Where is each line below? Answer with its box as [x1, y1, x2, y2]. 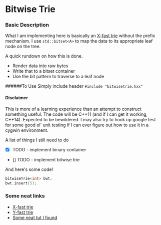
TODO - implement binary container [12, 146, 86, 152]
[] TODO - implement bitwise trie [12, 156, 80, 162]
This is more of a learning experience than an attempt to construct [5, 106, 141, 112]
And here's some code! [5, 166, 53, 172]
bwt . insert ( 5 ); [5, 180, 37, 186]
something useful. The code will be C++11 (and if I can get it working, [5, 111, 148, 117]
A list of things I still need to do [5, 137, 69, 143]
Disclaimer [5, 95, 28, 101]
